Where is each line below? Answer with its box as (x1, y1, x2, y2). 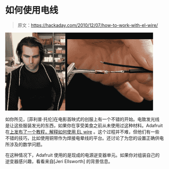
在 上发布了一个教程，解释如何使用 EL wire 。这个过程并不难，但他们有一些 (5, 129, 160, 135)
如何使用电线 (5, 5, 59, 16)
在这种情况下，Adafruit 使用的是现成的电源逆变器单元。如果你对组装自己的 (5, 152, 160, 158)
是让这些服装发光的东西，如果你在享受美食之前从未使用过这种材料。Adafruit (5, 122, 163, 128)
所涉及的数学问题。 (5, 141, 45, 147)
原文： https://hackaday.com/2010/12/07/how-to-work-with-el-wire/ (17, 22, 158, 28)
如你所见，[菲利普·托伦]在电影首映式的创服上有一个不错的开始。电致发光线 (5, 116, 160, 122)
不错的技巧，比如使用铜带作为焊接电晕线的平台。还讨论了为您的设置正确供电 (5, 135, 164, 141)
